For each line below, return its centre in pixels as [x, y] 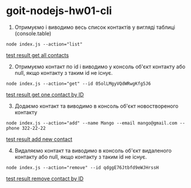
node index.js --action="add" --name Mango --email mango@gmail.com [92, 123]
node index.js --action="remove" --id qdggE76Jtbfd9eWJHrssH [83, 167]
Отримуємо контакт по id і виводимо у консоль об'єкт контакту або [100, 67]
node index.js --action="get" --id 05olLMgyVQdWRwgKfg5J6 [78, 84]
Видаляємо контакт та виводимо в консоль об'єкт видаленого [93, 150]
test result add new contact [39, 139]
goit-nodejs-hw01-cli [59, 11]
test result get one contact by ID [45, 94]
